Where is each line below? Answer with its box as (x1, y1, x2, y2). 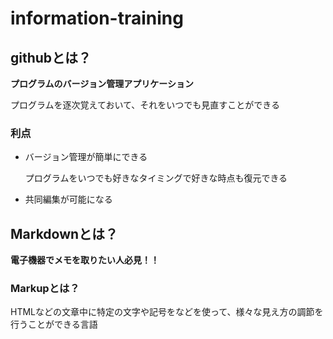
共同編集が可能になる (24, 193, 113, 206)
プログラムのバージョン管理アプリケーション (10, 78, 195, 89)
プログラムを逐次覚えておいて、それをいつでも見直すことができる (10, 99, 281, 111)
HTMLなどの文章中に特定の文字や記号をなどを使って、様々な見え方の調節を (10, 306, 324, 318)
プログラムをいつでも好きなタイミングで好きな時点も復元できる (24, 172, 288, 184)
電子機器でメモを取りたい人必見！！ (10, 254, 160, 266)
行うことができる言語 (10, 318, 98, 331)
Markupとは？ (10, 282, 80, 296)
